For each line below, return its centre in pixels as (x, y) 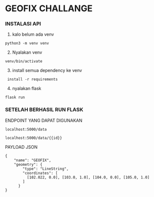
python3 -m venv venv (27, 44)
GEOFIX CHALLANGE (49, 9)
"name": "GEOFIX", (33, 160)
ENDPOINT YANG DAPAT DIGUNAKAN (44, 120)
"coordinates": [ (40, 173)
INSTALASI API (23, 24)
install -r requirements (32, 79)
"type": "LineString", (46, 169)
